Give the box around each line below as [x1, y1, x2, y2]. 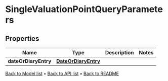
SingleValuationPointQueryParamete [5, 4, 163, 15]
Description [105, 49, 134, 56]
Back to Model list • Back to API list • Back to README [5, 70, 119, 76]
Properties [5, 34, 39, 43]
